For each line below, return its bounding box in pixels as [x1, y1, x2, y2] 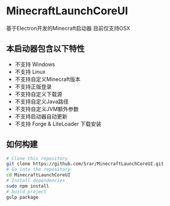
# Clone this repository [6, 155, 68, 161]
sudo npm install [6, 183, 50, 189]
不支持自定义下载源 [14, 90, 63, 98]
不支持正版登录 [14, 83, 52, 90]
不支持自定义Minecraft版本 [14, 76, 81, 83]
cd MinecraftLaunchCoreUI [6, 172, 70, 178]
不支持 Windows [14, 61, 55, 68]
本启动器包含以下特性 [6, 43, 85, 54]
